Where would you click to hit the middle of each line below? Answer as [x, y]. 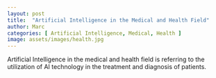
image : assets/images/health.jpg [56, 40]
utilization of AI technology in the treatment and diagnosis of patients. [107, 67]
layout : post [26, 14]
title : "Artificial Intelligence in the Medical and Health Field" [108, 20]
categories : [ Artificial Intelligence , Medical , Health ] [94, 33]
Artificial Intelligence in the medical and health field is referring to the [106, 59]
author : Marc [26, 26]
